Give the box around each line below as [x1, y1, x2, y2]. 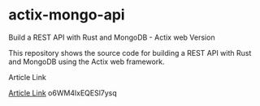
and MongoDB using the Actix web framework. [8, 57, 165, 66]
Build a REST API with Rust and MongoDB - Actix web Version [8, 32, 215, 42]
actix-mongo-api [8, 6, 125, 24]
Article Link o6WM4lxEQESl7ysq [8, 87, 118, 98]
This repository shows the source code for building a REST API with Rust [8, 48, 252, 57]
